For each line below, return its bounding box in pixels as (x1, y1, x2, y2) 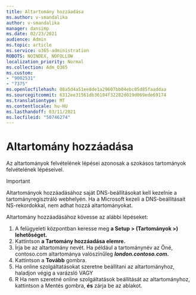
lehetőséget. (14, 231, 48, 239)
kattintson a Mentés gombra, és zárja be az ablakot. (14, 282, 143, 290)
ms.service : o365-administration (6, 48, 89, 54)
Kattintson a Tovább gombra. (14, 257, 87, 264)
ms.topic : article (6, 42, 52, 48)
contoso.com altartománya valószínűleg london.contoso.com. (14, 250, 169, 257)
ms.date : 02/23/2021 (6, 31, 58, 37)
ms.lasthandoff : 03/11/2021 (6, 109, 76, 115)
